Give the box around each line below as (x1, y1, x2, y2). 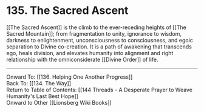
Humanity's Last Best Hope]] (6, 92, 79, 100)
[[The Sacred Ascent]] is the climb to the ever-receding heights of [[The (6, 24, 186, 31)
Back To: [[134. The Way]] (6, 79, 72, 87)
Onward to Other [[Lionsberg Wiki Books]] (6, 99, 112, 106)
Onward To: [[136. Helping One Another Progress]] (6, 73, 133, 81)
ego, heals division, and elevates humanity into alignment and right (6, 49, 174, 56)
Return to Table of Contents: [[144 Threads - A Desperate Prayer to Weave (6, 86, 193, 93)
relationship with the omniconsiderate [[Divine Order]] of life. (6, 56, 158, 63)
